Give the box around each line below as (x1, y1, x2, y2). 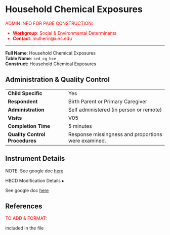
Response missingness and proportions (68, 130, 162, 137)
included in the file (5, 225, 44, 231)
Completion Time (8, 122, 51, 129)
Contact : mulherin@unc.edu (12, 35, 72, 41)
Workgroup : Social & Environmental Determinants (12, 30, 117, 36)
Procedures (8, 137, 36, 144)
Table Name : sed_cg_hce (5, 55, 57, 61)
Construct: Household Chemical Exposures (5, 61, 97, 67)
